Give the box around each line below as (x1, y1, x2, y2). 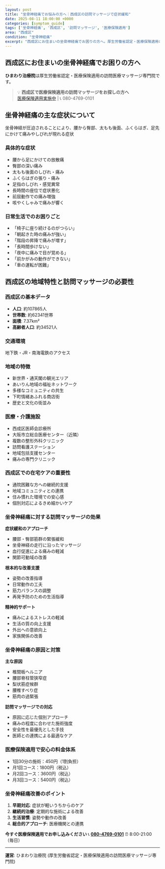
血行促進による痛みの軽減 (12, 548, 64, 554)
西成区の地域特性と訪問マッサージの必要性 (5, 278, 134, 286)
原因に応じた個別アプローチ (12, 714, 69, 720)
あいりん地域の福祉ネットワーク (12, 381, 77, 387)
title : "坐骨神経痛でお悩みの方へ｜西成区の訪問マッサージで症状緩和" (5, 12, 131, 17)
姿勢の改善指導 (12, 575, 43, 581)
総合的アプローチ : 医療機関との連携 (12, 821, 84, 827)
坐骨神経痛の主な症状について (5, 111, 96, 119)
